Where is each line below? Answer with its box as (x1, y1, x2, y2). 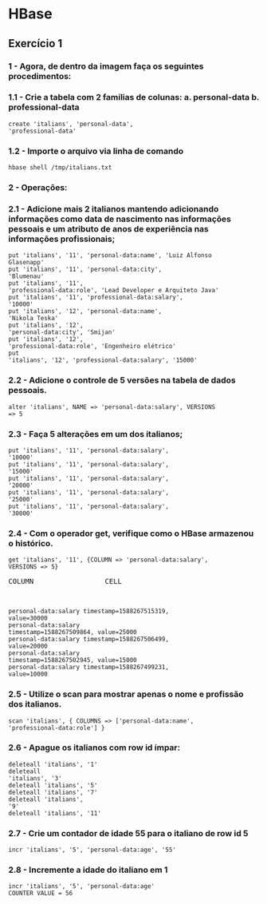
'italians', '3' (8, 774, 62, 783)
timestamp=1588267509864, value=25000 (8, 628, 137, 636)
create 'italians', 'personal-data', (8, 120, 134, 128)
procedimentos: (8, 70, 72, 81)
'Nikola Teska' (8, 315, 59, 323)
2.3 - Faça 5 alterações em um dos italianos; (8, 428, 183, 439)
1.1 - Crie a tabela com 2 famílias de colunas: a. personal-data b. (8, 92, 260, 103)
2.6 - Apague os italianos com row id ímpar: (8, 742, 181, 753)
